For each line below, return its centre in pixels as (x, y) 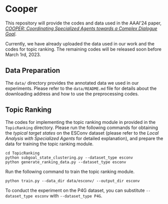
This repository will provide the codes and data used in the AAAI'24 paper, (83, 23)
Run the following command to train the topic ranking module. (70, 171)
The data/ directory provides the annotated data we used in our (72, 83)
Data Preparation (33, 71)
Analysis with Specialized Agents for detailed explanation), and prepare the (84, 138)
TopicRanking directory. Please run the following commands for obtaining (82, 127)
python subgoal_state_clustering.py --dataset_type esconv (69, 158)
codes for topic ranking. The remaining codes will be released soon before (83, 49)
